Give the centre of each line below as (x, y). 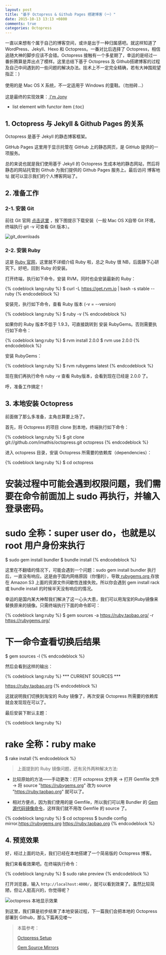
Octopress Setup (34, 938)
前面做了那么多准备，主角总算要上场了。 (46, 417)
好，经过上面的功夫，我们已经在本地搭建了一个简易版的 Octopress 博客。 (80, 853)
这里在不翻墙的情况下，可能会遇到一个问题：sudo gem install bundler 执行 (81, 570)
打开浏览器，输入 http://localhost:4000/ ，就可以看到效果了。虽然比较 (78, 884)
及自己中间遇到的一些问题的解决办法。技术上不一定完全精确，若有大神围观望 (83, 68)
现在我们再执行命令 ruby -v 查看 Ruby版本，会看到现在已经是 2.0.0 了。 (78, 376)
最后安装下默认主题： (27, 713)
